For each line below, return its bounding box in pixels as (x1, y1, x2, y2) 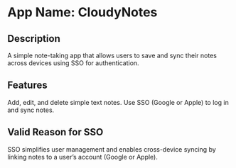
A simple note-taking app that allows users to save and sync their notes (7, 51, 217, 60)
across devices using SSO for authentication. (7, 59, 140, 67)
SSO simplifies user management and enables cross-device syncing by (7, 145, 217, 153)
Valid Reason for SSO (7, 126, 104, 138)
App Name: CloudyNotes (7, 4, 158, 21)
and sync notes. (7, 106, 55, 114)
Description (7, 33, 60, 45)
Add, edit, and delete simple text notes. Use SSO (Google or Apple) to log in (7, 98, 229, 106)
